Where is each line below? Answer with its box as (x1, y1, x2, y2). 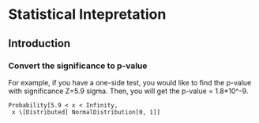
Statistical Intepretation (8, 5, 167, 24)
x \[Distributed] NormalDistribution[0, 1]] (11, 108, 160, 116)
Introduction (8, 37, 71, 50)
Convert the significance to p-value (8, 60, 148, 71)
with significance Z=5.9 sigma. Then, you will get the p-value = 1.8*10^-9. (8, 86, 249, 96)
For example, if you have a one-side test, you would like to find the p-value (8, 78, 252, 87)
